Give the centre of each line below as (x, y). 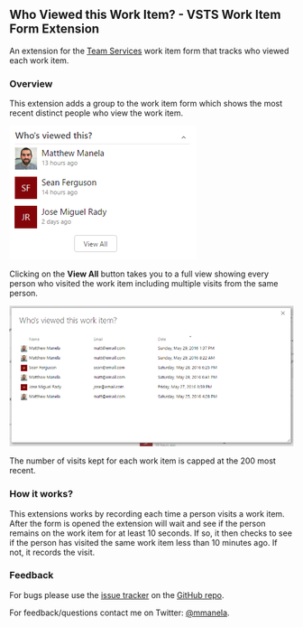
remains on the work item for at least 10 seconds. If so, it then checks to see (151, 533)
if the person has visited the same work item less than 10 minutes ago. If (143, 542)
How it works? (41, 494)
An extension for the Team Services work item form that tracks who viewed (149, 51)
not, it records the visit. (52, 552)
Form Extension (55, 29)
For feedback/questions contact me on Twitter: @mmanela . (119, 613)
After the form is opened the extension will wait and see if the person (138, 523)
